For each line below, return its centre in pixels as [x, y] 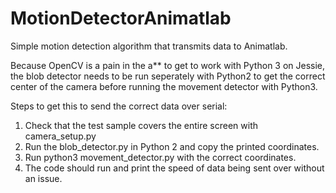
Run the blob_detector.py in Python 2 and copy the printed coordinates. [172, 146]
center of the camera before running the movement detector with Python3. [164, 86]
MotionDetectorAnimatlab [121, 18]
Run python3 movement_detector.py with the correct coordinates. [160, 157]
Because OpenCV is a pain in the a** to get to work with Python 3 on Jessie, [168, 65]
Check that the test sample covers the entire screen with [141, 125]
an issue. [43, 178]
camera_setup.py [60, 136]
